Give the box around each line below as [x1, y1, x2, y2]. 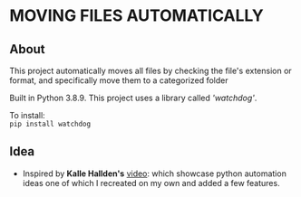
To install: [9, 110, 45, 120]
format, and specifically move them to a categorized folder [9, 75, 228, 86]
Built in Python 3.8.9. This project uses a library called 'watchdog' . [9, 92, 257, 103]
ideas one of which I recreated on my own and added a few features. [22, 177, 280, 188]
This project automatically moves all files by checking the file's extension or [9, 65, 292, 76]
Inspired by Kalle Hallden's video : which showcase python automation [22, 168, 287, 179]
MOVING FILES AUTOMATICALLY [9, 5, 265, 26]
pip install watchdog [9, 119, 92, 128]
